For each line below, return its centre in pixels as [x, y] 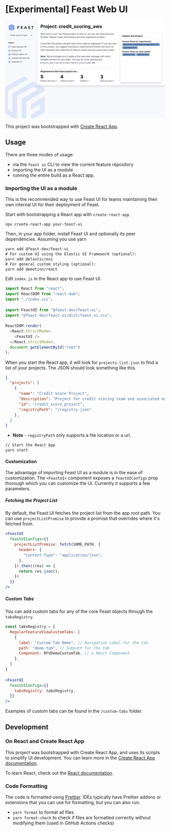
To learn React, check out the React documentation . [59, 773]
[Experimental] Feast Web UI [67, 9]
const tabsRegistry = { [30, 627]
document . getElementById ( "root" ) [45, 347]
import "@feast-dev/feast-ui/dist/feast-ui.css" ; [59, 315]
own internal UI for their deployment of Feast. [53, 205]
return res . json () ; [39, 571]
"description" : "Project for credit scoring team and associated [89, 399]
